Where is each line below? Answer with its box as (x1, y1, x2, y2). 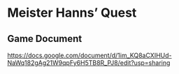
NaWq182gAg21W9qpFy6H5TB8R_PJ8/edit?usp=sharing (7, 59, 171, 67)
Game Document (7, 33, 83, 45)
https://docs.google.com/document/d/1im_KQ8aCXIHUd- (7, 51, 173, 59)
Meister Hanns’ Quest (7, 5, 137, 21)
